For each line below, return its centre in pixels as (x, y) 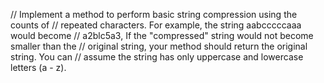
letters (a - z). (38, 67)
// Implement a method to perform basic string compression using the (154, 14)
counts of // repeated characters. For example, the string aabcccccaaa (156, 25)
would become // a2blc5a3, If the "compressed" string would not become (162, 35)
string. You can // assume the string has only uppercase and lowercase (157, 57)
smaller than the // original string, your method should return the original (159, 46)
